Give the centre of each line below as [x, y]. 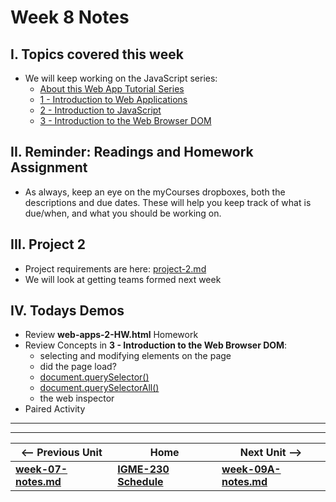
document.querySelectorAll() [99, 388]
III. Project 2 [48, 244]
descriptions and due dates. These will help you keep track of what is [168, 202]
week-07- [41, 469]
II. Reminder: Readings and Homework [132, 152]
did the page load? [78, 367]
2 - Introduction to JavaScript [100, 110]
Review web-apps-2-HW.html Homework [111, 335]
